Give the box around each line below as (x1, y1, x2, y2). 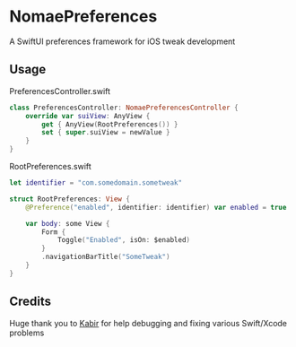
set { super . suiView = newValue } (41, 128, 170, 137)
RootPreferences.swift (9, 161, 91, 171)
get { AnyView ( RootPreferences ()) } (41, 119, 178, 129)
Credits (9, 294, 52, 309)
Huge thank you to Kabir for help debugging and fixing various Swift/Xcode (9, 317, 288, 328)
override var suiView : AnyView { (25, 111, 151, 120)
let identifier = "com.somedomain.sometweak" (9, 178, 182, 187)
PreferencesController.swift (9, 85, 110, 96)
